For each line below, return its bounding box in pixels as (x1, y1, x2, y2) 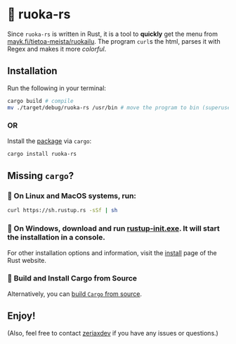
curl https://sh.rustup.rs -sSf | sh (7, 207, 118, 214)
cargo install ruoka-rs (7, 150, 77, 157)
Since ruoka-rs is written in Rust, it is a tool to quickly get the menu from (7, 30, 218, 38)
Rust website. (7, 256, 47, 264)
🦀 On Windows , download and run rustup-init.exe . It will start (7, 223, 220, 233)
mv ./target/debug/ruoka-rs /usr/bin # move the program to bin (7, 104, 199, 111)
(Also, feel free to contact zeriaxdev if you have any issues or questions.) (7, 328, 219, 337)
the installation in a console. (7, 233, 105, 242)
